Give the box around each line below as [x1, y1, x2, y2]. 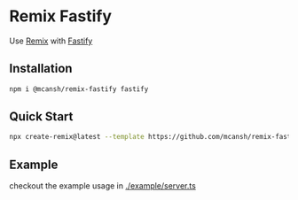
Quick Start [9, 109, 74, 125]
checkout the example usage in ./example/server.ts [9, 181, 197, 191]
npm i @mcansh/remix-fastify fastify [9, 84, 149, 94]
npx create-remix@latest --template [9, 133, 145, 142]
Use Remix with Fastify [9, 35, 93, 46]
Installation [9, 61, 73, 76]
